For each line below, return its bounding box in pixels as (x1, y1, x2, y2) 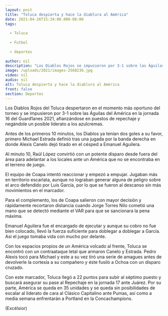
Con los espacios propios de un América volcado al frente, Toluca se (5, 243, 147, 249)
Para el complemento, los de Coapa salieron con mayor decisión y (5, 197, 141, 203)
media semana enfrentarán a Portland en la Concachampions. (5, 295, 132, 301)
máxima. (5, 213, 23, 219)
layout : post (5, 7, 32, 13)
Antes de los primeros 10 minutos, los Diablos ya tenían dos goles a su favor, (5, 131, 163, 137)
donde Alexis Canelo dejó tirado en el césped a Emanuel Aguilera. (5, 141, 141, 147)
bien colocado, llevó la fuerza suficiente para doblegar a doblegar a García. (5, 228, 160, 234)
